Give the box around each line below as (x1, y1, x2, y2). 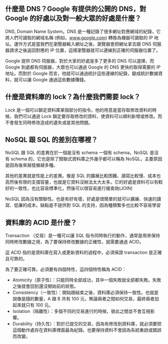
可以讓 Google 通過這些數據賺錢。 (18, 77, 88, 83)
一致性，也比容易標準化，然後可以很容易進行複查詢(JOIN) (13, 185, 133, 191)
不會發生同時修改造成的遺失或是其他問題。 (5, 119, 93, 125)
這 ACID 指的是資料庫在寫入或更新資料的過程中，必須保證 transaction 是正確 (5, 249, 162, 255)
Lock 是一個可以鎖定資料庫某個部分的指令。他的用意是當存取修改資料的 (5, 107, 152, 113)
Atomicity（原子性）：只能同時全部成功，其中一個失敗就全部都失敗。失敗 (12, 277, 161, 283)
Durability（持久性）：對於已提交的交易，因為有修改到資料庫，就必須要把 (12, 321, 161, 327)
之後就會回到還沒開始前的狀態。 (12, 283, 78, 289)
